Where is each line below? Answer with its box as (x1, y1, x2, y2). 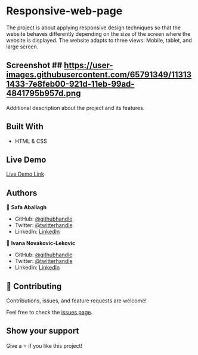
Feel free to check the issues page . (6, 309, 92, 316)
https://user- (63, 60, 113, 71)
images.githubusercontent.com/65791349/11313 (6, 70, 192, 80)
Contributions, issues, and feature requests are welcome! (6, 297, 147, 304)
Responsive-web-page (6, 4, 123, 18)
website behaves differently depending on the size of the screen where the (6, 30, 191, 37)
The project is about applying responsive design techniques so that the (6, 24, 181, 31)
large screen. (6, 43, 39, 50)
